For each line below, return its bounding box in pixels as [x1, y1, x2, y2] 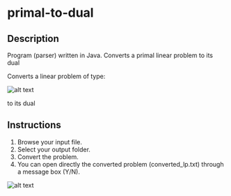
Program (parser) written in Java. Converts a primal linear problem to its [7, 51, 214, 59]
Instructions [7, 119, 61, 131]
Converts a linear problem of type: [7, 72, 106, 80]
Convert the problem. [17, 152, 79, 161]
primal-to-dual [7, 5, 94, 21]
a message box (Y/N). [17, 167, 80, 176]
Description [7, 33, 59, 45]
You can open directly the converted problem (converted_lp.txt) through [17, 160, 224, 168]
